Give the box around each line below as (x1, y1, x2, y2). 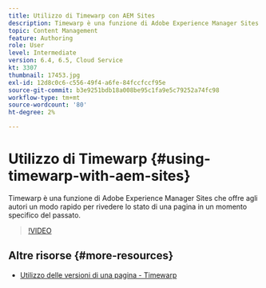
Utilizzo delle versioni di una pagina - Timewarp (19, 270, 177, 280)
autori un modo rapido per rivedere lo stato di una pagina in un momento (8, 202, 248, 211)
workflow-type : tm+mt (8, 94, 81, 102)
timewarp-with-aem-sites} (8, 167, 191, 185)
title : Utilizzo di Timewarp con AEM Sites (8, 11, 156, 20)
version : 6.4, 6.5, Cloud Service (8, 57, 124, 65)
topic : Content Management (8, 26, 98, 34)
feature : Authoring (8, 34, 73, 42)
